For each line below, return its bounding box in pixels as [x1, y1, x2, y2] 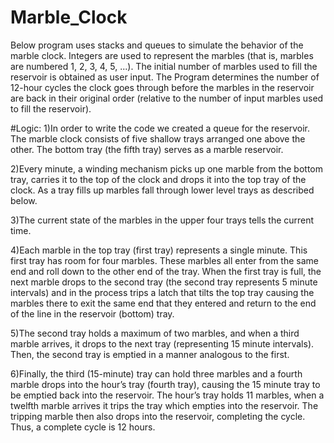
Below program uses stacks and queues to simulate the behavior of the [10, 39, 304, 51]
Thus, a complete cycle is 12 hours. [10, 421, 156, 433]
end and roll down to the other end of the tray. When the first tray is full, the [10, 265, 322, 277]
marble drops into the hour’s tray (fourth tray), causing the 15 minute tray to [10, 378, 321, 390]
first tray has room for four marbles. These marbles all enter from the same [10, 254, 319, 266]
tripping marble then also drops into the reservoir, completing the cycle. [10, 410, 306, 422]
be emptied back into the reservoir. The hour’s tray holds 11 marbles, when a [10, 389, 325, 401]
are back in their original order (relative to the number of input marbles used [10, 92, 324, 104]
